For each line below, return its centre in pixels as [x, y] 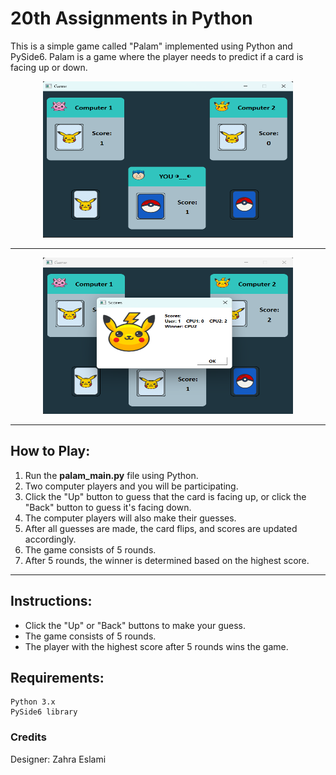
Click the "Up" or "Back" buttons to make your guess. [135, 625]
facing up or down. [49, 67]
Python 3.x [33, 702]
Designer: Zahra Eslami [58, 759]
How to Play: [50, 451]
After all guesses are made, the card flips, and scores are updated [161, 528]
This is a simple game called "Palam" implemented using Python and [151, 46]
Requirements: [57, 677]
